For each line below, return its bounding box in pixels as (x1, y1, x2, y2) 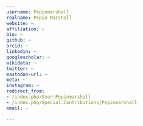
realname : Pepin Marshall (6, 15, 72, 21)
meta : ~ (6, 77, 26, 83)
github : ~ (6, 37, 32, 43)
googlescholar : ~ (6, 54, 51, 60)
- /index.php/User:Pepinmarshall (6, 94, 91, 100)
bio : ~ (6, 32, 23, 38)
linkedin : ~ (6, 49, 37, 55)
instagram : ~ (6, 83, 40, 89)
